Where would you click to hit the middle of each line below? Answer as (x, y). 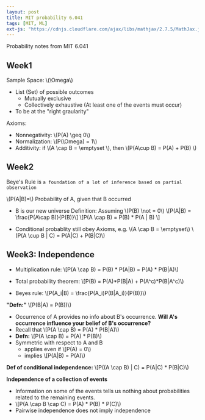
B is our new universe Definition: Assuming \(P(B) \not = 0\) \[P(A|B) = (103, 210)
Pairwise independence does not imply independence (83, 410)
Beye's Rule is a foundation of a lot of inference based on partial (94, 182)
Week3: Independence (50, 254)
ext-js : (16, 29)
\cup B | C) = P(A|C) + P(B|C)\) (67, 235)
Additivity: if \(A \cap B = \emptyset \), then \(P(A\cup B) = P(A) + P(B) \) (106, 148)
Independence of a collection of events (57, 379)
